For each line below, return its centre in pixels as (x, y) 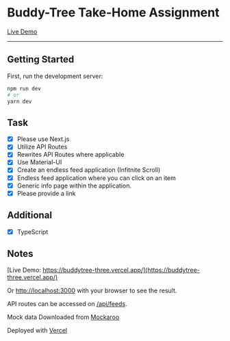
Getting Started (41, 60)
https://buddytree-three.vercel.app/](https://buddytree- (121, 270)
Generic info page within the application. (74, 186)
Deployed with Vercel (37, 331)
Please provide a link (46, 193)
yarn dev (20, 101)
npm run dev (24, 88)
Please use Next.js (43, 139)
